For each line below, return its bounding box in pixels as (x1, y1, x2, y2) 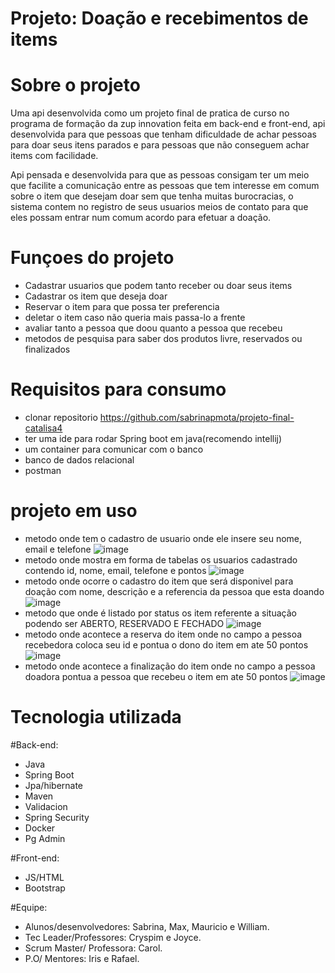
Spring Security (24, 811, 90, 823)
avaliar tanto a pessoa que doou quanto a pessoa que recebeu (24, 322, 283, 334)
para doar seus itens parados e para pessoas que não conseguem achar (10, 139, 310, 151)
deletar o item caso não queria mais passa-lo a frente (24, 312, 246, 324)
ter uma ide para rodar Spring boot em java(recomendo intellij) (24, 433, 283, 444)
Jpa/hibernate (24, 779, 84, 791)
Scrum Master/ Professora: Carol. (24, 942, 163, 954)
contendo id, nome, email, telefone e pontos (24, 564, 207, 576)
